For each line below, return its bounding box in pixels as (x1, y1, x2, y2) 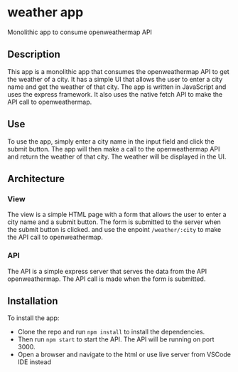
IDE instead (17, 358, 52, 366)
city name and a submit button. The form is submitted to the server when (7, 218, 222, 226)
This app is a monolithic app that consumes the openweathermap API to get (7, 67, 229, 75)
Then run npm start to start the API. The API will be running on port (17, 335, 215, 344)
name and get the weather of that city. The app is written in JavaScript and (7, 83, 227, 91)
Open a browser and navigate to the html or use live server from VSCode (17, 350, 231, 359)
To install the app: (7, 314, 60, 322)
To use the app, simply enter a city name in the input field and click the (7, 137, 215, 146)
